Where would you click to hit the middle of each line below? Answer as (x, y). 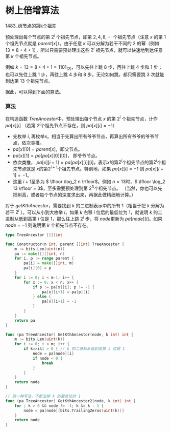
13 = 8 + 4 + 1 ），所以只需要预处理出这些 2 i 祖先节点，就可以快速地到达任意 (84, 49)
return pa (25, 320)
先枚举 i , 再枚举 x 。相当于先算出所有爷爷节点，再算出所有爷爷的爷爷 (83, 136)
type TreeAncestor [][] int (34, 235)
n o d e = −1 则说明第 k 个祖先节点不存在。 (48, 225)
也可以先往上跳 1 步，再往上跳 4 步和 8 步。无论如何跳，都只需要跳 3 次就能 (85, 74)
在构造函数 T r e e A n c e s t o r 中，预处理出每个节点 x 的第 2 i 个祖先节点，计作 (82, 118)
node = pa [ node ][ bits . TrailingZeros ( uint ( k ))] (74, 410)
